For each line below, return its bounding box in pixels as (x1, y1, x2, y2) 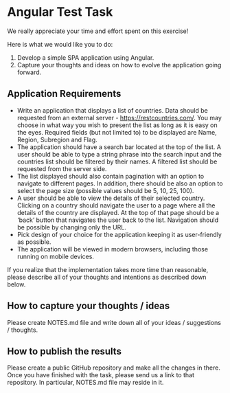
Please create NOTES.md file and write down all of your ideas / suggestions (7, 318, 222, 326)
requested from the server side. (16, 164, 107, 172)
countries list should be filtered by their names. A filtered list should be (16, 157, 218, 166)
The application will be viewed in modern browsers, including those (16, 245, 208, 253)
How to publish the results (7, 345, 122, 357)
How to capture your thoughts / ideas (7, 300, 170, 312)
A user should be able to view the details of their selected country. (16, 194, 205, 202)
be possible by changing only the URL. (16, 223, 127, 231)
